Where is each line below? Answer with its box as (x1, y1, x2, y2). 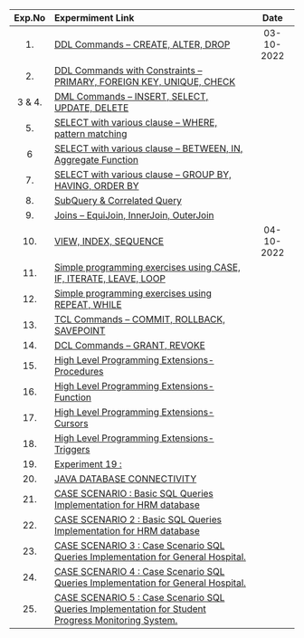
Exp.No (14, 12, 46, 24)
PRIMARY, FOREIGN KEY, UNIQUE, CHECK (53, 76, 236, 88)
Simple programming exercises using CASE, (53, 262, 242, 273)
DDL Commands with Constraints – (53, 64, 203, 76)
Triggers (53, 443, 90, 455)
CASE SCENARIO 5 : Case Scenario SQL (53, 592, 225, 604)
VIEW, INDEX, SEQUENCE (53, 235, 165, 247)
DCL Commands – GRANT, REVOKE (53, 339, 205, 351)
